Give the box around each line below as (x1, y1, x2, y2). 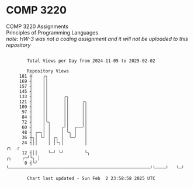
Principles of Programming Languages (6, 29, 99, 36)
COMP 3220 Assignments (6, 23, 69, 30)
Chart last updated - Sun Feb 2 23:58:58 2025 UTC (27, 175, 156, 181)
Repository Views (27, 68, 69, 74)
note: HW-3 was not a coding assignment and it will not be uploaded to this (6, 35, 188, 42)
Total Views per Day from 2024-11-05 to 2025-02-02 (27, 58, 156, 64)
